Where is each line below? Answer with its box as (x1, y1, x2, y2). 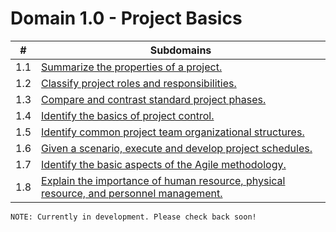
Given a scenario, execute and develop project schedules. (41, 141, 313, 155)
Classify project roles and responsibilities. (41, 76, 237, 90)
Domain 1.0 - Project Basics (10, 7, 243, 30)
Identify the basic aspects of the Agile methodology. (41, 157, 287, 171)
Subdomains (149, 43, 212, 57)
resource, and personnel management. (41, 186, 223, 200)
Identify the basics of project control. (41, 108, 215, 122)
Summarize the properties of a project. (41, 60, 223, 74)
